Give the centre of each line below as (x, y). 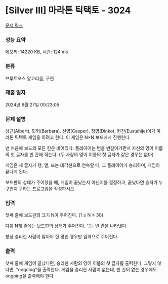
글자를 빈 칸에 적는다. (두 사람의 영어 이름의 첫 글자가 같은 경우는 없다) (85, 155)
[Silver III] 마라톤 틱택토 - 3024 (68, 10)
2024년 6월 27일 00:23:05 (32, 104)
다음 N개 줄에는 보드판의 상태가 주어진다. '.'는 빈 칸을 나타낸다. (67, 226)
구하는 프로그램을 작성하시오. (47, 189)
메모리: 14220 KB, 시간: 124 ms (37, 52)
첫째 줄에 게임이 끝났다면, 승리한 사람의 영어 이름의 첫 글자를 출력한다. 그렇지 (81, 263)
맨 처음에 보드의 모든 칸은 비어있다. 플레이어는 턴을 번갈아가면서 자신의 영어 (79, 148)
